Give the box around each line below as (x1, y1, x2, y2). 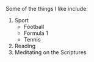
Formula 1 (23, 29, 48, 37)
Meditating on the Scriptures (14, 49, 87, 56)
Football (23, 23, 45, 30)
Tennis (23, 36, 41, 43)
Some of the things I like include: (5, 5, 88, 12)
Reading (14, 42, 36, 49)
